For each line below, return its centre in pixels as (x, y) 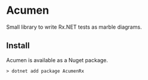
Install (18, 46)
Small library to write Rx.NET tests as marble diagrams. (74, 27)
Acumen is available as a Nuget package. (57, 60)
